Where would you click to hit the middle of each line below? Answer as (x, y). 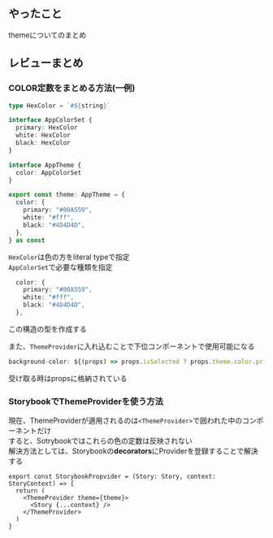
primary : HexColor (47, 128)
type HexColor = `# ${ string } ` (60, 106)
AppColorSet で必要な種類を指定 (61, 267)
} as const (27, 240)
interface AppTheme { (45, 165)
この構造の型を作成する (48, 329)
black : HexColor (43, 143)
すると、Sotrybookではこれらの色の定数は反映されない (100, 441)
